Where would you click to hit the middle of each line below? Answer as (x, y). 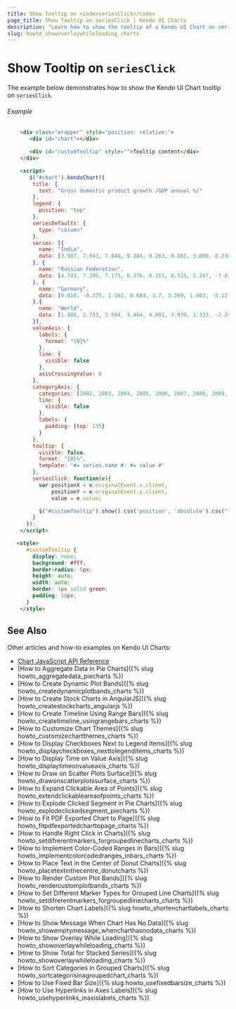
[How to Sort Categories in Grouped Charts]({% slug (93, 968)
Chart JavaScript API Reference (64, 661)
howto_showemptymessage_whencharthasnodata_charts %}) (107, 931)
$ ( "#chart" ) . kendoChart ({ (67, 177)
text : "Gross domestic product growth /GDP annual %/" (120, 191)
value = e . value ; (77, 498)
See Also (27, 631)
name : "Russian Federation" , (81, 269)
